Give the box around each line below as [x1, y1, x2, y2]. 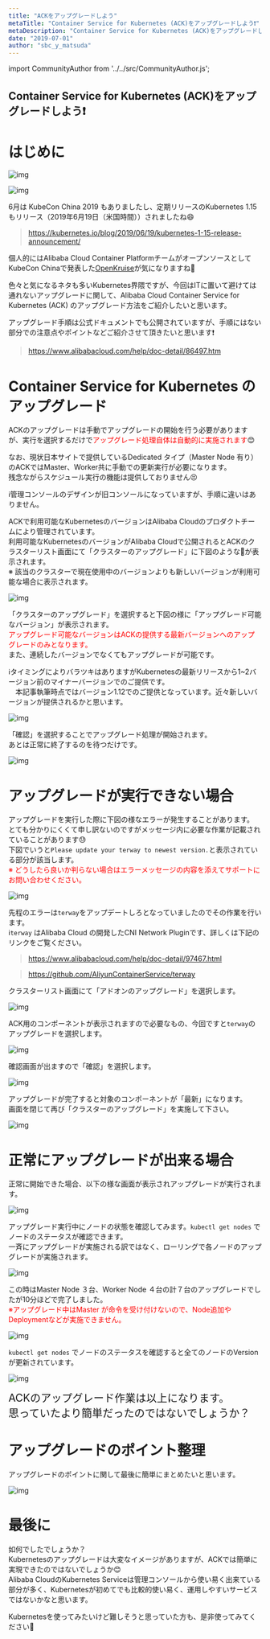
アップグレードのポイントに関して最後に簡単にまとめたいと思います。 [8, 1469, 240, 1480]
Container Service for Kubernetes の [8, 377, 256, 395]
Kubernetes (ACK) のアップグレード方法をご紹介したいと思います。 [8, 301, 231, 310]
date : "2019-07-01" [8, 34, 74, 43]
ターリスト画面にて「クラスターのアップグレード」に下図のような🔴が [22, 547, 252, 557]
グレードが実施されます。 [8, 1252, 92, 1262]
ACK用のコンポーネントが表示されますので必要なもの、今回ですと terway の [8, 1019, 256, 1029]
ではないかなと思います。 [8, 1595, 92, 1604]
